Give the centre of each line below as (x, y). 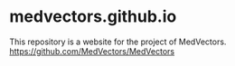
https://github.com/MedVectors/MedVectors (92, 51)
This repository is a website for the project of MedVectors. (118, 42)
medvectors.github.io (93, 17)
